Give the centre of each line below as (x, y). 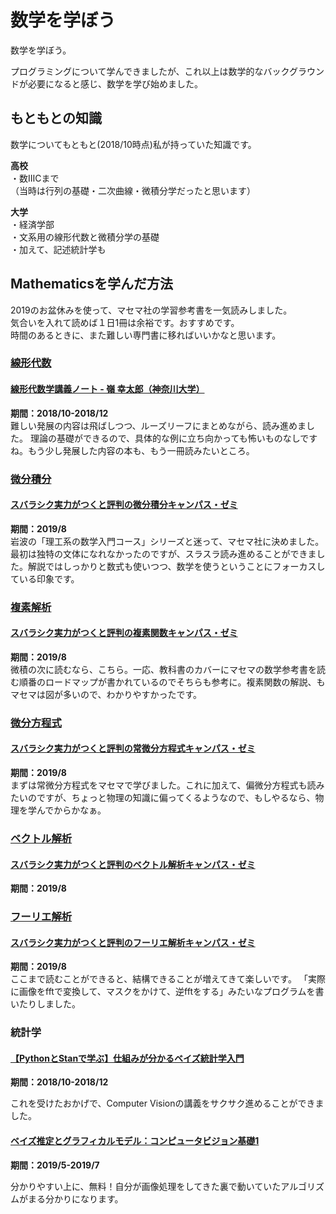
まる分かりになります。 (75, 1198)
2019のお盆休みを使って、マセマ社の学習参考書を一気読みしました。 (151, 310)
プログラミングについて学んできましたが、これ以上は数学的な (137, 71)
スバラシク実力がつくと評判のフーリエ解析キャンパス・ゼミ (133, 942)
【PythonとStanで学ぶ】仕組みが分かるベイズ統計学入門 (127, 1058)
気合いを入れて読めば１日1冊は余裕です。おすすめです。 (125, 322)
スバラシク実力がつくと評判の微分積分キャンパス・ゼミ (124, 505)
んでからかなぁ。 (71, 810)
